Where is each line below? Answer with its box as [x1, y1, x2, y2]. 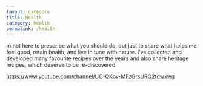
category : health [6, 20, 50, 26]
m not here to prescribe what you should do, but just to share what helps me [6, 42, 197, 49]
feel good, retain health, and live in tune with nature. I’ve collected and [6, 49, 182, 56]
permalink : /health [6, 25, 56, 32]
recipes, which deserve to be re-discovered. [6, 61, 117, 69]
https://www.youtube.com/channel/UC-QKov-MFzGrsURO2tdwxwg [6, 73, 175, 80]
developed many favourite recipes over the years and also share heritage [6, 55, 189, 62]
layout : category [6, 8, 50, 15]
